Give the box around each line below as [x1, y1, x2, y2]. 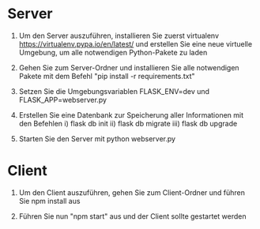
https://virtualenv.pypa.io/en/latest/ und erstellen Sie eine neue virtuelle [18, 39, 253, 48]
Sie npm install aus [18, 196, 81, 205]
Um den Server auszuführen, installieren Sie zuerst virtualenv [18, 31, 219, 40]
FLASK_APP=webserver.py [18, 95, 107, 104]
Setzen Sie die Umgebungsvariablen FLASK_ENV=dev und [18, 86, 210, 96]
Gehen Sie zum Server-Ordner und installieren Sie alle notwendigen [18, 62, 239, 72]
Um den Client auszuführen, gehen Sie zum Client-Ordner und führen [18, 187, 246, 197]
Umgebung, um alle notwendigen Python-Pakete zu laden [18, 47, 208, 57]
